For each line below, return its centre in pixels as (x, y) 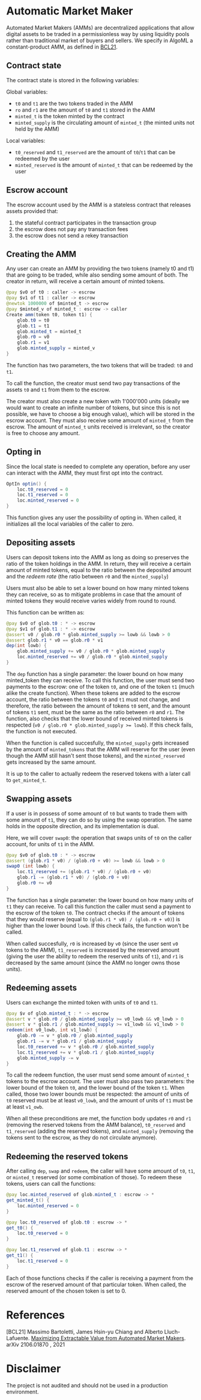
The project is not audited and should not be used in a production (87, 1385)
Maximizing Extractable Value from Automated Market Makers (108, 1338)
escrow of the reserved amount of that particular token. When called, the (96, 1284)
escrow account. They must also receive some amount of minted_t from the (100, 420)
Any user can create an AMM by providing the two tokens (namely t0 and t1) (100, 269)
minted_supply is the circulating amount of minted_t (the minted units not (105, 122)
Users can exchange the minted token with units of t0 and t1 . (82, 1002)
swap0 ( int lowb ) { (31, 866)
